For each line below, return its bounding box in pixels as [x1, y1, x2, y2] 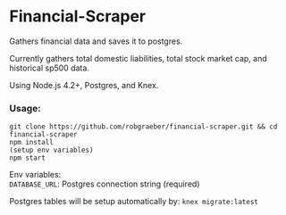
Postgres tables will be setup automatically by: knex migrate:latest [9, 196, 259, 207]
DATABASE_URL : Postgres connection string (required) [9, 178, 200, 189]
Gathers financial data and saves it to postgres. [9, 36, 183, 46]
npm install [9, 138, 54, 147]
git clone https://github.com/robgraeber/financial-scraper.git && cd [9, 122, 278, 131]
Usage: [9, 102, 42, 114]
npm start [9, 153, 46, 162]
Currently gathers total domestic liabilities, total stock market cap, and [9, 53, 268, 63]
